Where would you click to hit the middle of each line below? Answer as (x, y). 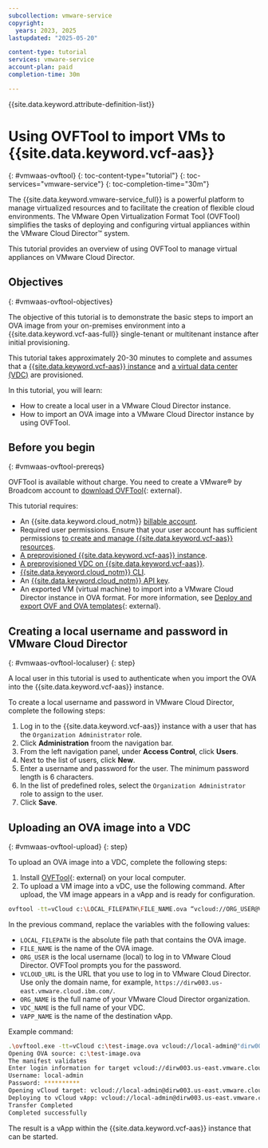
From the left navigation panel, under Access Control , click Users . (129, 752)
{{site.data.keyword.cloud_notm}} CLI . (83, 572)
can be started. (33, 1136)
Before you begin (52, 447)
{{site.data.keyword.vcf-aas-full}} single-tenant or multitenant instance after (134, 334)
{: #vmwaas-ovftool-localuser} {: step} (72, 663)
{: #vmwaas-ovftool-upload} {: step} (68, 847)
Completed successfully (48, 1113)
